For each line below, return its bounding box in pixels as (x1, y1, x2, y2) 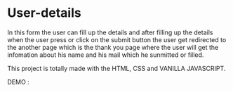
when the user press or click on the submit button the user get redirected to (7, 35, 227, 44)
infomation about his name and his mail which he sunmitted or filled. (7, 51, 204, 59)
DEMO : (7, 77, 29, 86)
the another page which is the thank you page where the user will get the (7, 43, 219, 51)
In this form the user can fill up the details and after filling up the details (7, 28, 213, 37)
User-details (7, 5, 82, 21)
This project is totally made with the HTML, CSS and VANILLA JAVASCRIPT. (7, 64, 226, 72)
